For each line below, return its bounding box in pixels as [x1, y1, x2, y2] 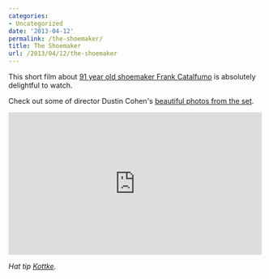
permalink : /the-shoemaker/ [8, 34, 104, 43]
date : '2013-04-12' [8, 27, 75, 35]
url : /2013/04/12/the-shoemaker [8, 49, 117, 58]
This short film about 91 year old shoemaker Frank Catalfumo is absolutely [8, 72, 257, 81]
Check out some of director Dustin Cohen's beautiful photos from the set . [8, 97, 254, 105]
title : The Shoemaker [8, 42, 82, 50]
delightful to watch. [8, 80, 73, 90]
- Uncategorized [8, 19, 63, 28]
